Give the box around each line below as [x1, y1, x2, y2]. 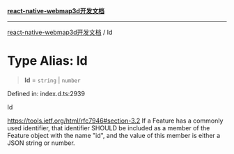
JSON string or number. [7, 139, 75, 147]
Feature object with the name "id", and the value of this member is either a [7, 131, 221, 139]
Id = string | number [24, 76, 81, 84]
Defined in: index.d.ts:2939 [7, 89, 86, 98]
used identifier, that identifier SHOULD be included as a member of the [7, 123, 210, 132]
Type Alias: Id [7, 53, 88, 69]
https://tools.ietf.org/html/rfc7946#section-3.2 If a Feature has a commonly [7, 116, 224, 125]
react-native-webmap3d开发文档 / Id [7, 28, 113, 36]
